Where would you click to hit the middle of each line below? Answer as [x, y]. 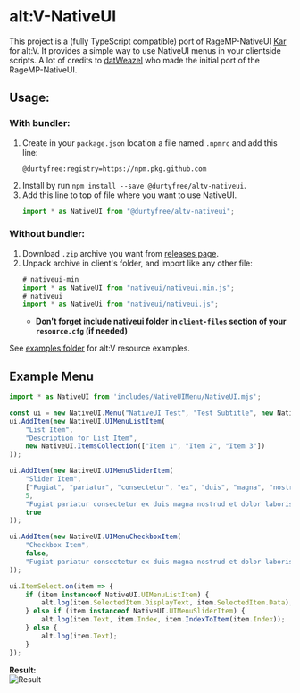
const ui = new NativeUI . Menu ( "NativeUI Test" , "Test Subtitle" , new [142, 413]
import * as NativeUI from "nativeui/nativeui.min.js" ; [128, 288]
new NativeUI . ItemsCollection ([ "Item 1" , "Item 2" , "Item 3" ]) [146, 446]
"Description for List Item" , [82, 438]
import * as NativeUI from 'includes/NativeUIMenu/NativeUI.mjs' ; [135, 397]
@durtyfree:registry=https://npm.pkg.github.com [114, 169]
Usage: [30, 98]
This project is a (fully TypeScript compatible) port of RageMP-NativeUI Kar [148, 41]
